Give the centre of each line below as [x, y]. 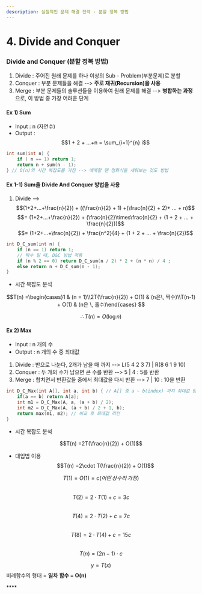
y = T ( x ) [101, 565]
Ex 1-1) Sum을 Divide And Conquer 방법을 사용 [63, 185]
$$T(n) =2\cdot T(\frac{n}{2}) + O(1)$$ [106, 465]
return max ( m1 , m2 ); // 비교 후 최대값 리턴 [69, 413]
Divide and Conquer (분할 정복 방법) [57, 61]
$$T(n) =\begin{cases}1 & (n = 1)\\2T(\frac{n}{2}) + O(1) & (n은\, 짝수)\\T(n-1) [101, 297]
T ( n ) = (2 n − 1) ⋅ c [101, 553]
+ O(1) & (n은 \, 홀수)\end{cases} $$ [101, 305]
